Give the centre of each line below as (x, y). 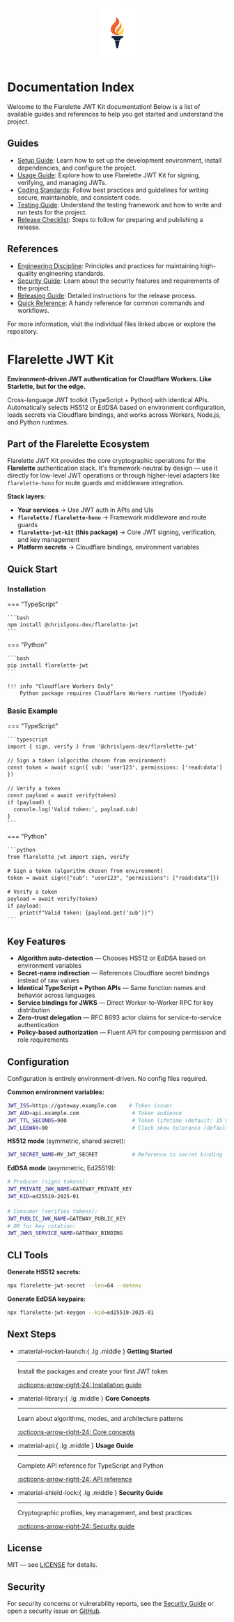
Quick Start (32, 569)
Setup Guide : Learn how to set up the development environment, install (119, 160)
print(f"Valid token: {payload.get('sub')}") (87, 913)
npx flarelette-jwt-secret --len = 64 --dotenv (74, 1286)
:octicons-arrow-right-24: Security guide (76, 1526)
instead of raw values (48, 980)
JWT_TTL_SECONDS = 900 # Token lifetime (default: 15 (115, 1120)
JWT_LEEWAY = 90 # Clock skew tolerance (104, 1128)
